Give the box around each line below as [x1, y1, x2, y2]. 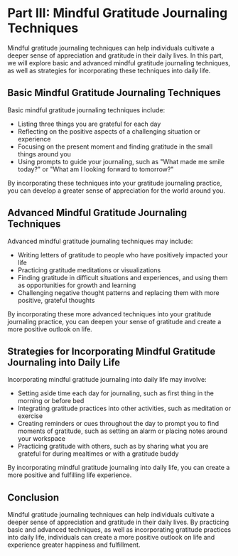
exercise [17, 412, 43, 420]
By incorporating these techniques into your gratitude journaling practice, [7, 178, 222, 187]
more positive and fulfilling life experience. [7, 471, 132, 479]
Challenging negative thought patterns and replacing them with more [17, 288, 220, 296]
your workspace [17, 434, 66, 443]
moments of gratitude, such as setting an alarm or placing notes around [17, 427, 228, 435]
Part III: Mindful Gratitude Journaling [7, 5, 228, 21]
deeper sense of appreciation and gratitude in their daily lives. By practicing [7, 518, 229, 527]
